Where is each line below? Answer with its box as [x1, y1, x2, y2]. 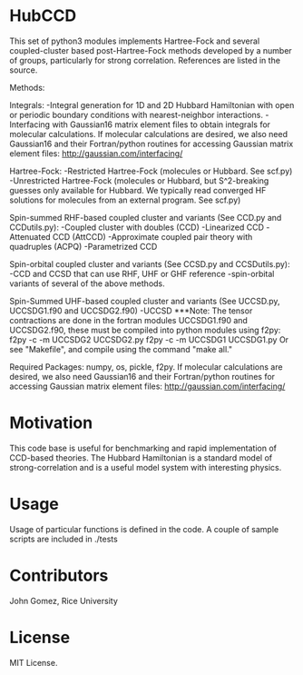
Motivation [9, 412, 93, 433]
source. [9, 65, 38, 75]
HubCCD [9, 5, 77, 26]
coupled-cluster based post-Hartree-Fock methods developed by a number [9, 45, 292, 55]
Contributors [9, 565, 109, 586]
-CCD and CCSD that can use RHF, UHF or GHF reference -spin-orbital [9, 268, 275, 279]
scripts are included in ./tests [9, 533, 118, 544]
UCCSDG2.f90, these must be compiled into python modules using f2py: [9, 324, 281, 335]
